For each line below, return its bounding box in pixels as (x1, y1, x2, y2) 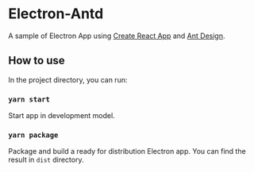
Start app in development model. (8, 111, 115, 120)
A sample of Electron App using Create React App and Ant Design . (8, 31, 225, 40)
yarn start (8, 94, 50, 104)
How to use (8, 54, 65, 67)
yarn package (8, 130, 59, 140)
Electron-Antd (8, 5, 104, 23)
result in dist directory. (8, 155, 84, 165)
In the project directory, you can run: (8, 75, 128, 84)
